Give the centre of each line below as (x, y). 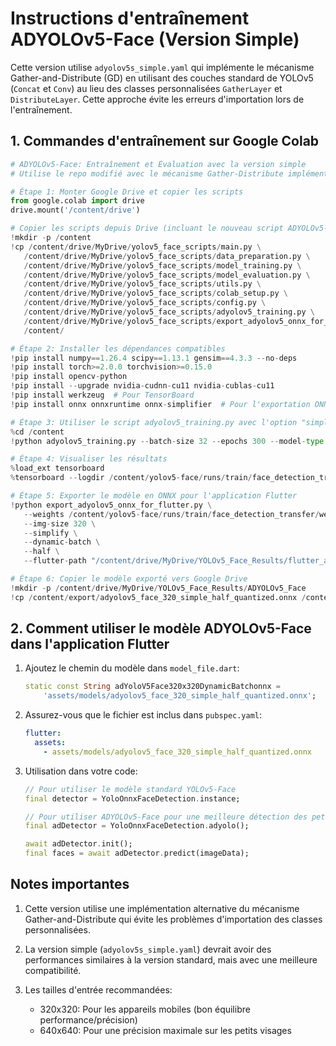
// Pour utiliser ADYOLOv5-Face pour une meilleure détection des (166, 817)
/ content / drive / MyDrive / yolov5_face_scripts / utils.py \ (142, 284)
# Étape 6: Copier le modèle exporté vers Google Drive (129, 579)
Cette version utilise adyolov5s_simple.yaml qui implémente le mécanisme (162, 67)
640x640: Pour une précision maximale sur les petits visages (165, 1030)
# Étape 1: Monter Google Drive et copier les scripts (127, 192)
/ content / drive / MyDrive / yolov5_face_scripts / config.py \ (145, 303)
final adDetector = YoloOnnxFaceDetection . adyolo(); (137, 826)
